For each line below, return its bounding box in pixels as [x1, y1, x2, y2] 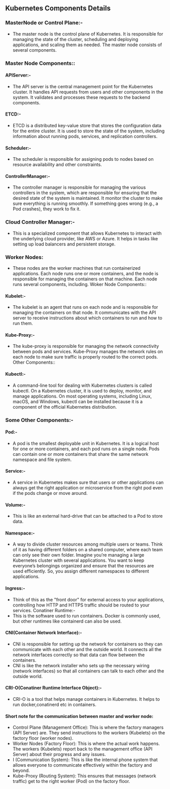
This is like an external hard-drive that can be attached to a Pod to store [12, 513, 163, 519]
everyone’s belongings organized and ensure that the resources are [12, 563, 154, 569]
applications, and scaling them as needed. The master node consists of [12, 42, 162, 48]
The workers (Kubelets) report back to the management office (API [12, 746, 153, 752]
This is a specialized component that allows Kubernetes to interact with [12, 230, 162, 236]
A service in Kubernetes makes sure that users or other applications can [12, 479, 164, 485]
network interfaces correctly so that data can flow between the [12, 652, 145, 658]
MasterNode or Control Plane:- [5, 19, 83, 26]
